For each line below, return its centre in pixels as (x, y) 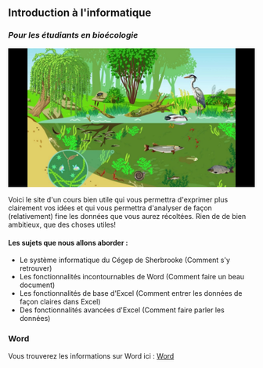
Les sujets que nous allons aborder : (68, 242)
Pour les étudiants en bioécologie (73, 35)
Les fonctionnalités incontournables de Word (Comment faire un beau (132, 277)
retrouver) (36, 268)
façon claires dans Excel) (60, 302)
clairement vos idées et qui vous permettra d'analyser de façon (110, 208)
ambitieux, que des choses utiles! (62, 225)
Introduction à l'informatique (80, 13)
